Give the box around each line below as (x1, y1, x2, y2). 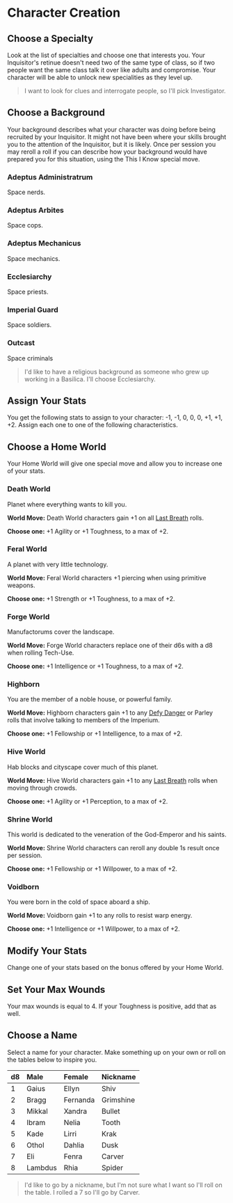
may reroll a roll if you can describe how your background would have (7, 148, 207, 156)
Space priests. (7, 287, 49, 296)
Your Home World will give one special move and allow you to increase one (7, 459, 223, 468)
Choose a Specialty (7, 33, 94, 45)
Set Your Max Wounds (7, 983, 106, 996)
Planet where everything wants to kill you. (7, 500, 127, 509)
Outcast (7, 338, 35, 348)
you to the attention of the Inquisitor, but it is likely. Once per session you (7, 140, 216, 148)
